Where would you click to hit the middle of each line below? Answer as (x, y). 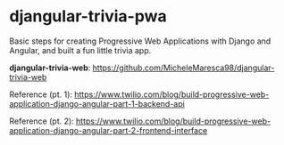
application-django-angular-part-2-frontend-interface (109, 130)
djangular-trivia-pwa (88, 16)
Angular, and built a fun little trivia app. (80, 50)
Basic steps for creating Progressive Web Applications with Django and (140, 41)
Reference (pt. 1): (41, 94)
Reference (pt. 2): (42, 121)
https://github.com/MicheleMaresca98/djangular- (184, 68)
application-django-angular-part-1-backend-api (97, 103)
